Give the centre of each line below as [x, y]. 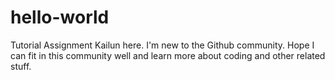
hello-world [60, 17]
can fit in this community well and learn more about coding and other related [168, 55]
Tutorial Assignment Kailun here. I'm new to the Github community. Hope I [162, 45]
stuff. [21, 66]
